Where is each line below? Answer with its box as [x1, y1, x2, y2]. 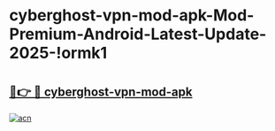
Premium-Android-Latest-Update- [9, 24, 267, 44]
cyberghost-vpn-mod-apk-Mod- [9, 5, 255, 26]
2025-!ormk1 [9, 43, 108, 63]
